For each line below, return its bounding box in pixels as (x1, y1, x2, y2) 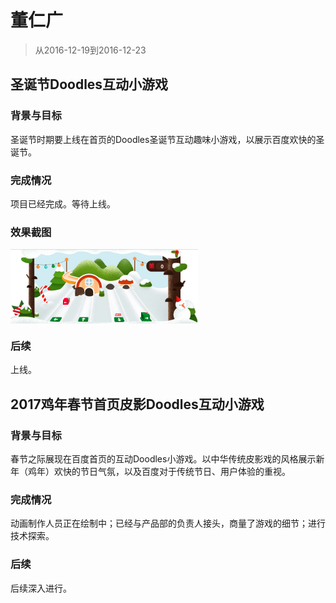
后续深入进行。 (10, 582, 72, 594)
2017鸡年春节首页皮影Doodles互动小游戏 (10, 396, 265, 413)
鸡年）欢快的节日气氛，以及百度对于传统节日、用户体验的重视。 (27, 466, 291, 478)
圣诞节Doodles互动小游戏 (10, 76, 169, 93)
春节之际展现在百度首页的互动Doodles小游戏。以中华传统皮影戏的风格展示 (10, 453, 317, 465)
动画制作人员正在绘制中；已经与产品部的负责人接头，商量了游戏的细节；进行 (10, 517, 326, 530)
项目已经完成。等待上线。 (10, 197, 116, 210)
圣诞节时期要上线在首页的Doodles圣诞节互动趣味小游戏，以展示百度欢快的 (10, 133, 317, 145)
